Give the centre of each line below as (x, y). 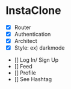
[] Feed (23, 67)
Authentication (32, 34)
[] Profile (25, 73)
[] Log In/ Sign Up (36, 60)
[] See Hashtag (33, 79)
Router (23, 27)
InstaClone (33, 11)
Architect (26, 41)
